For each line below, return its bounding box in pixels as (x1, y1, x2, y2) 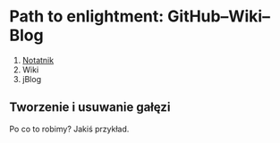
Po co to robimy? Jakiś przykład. (9, 123, 130, 134)
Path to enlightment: (9, 6, 165, 27)
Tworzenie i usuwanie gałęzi (9, 100, 171, 115)
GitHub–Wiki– (166, 6, 271, 27)
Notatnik (21, 55, 55, 65)
